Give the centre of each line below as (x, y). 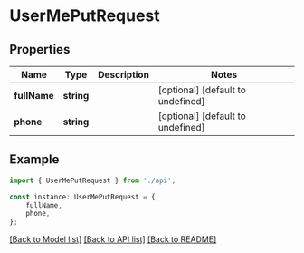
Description (123, 75)
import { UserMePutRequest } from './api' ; (93, 180)
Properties (40, 49)
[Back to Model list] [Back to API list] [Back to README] (113, 239)
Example (34, 160)
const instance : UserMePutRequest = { (82, 197)
